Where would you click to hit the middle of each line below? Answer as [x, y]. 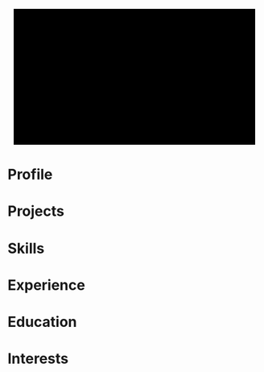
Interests [38, 359]
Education [42, 322]
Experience [46, 285]
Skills [26, 248]
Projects [36, 211]
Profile [30, 175]
